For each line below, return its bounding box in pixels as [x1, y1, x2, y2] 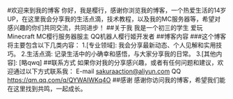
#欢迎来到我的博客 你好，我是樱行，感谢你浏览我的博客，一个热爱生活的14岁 [7, 6, 227, 14]
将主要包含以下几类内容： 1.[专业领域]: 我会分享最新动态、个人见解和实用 [7, 41, 216, 49]
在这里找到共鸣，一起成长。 [7, 84, 87, 93]
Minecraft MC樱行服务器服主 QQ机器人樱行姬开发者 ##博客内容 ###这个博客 [7, 32, 227, 40]
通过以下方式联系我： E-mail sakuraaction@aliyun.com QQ [13, 67, 182, 75]
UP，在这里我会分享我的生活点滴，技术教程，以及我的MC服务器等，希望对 [7, 15, 221, 23]
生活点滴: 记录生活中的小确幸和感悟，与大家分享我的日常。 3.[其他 [26, 49, 216, 58]
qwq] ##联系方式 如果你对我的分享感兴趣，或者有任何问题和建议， [27, 59, 218, 66]
